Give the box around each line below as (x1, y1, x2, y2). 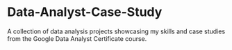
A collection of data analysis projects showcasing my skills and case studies (7, 27, 226, 35)
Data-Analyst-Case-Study (7, 4, 163, 20)
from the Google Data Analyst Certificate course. (7, 34, 147, 42)
